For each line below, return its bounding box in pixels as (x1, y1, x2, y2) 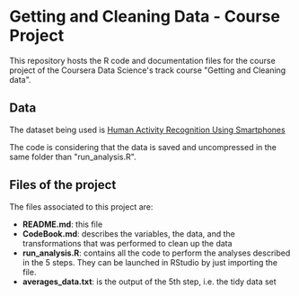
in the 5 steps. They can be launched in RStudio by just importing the (22, 256, 278, 267)
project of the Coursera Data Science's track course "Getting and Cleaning (9, 65, 286, 76)
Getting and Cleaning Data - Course (9, 6, 281, 27)
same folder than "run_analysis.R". (9, 151, 136, 162)
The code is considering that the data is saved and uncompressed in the (9, 141, 277, 152)
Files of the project (9, 177, 117, 193)
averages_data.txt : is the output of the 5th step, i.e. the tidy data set (22, 276, 277, 287)
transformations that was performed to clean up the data (22, 238, 233, 248)
